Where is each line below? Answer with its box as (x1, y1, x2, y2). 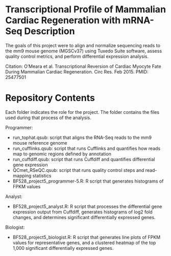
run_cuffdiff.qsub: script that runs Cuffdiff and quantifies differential (12, 156, 155, 162)
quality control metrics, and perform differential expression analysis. (5, 53, 149, 60)
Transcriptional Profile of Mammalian (5, 4, 166, 15)
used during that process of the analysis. (5, 114, 91, 121)
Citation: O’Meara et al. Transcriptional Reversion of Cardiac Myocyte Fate (5, 63, 162, 69)
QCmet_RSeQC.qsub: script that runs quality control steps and (12, 167, 144, 173)
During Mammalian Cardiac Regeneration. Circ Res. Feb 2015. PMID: (5, 68, 149, 75)
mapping (12, 172, 32, 179)
